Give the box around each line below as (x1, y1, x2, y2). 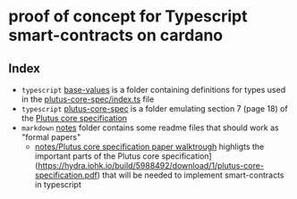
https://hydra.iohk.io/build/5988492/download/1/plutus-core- (38, 161, 265, 170)
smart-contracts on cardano (8, 25, 224, 46)
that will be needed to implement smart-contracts (101, 170, 284, 180)
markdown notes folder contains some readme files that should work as (21, 122, 279, 133)
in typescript (34, 179, 81, 189)
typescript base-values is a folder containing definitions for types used (21, 85, 286, 95)
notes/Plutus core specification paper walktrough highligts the (34, 141, 265, 152)
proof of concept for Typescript (8, 6, 248, 27)
